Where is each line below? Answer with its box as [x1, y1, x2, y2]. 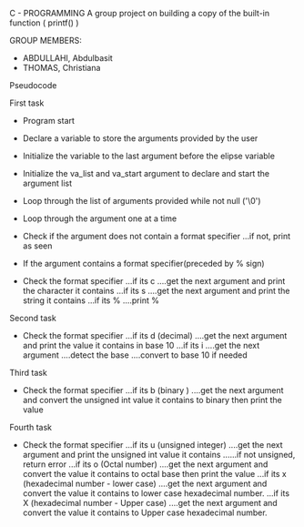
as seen [22, 240, 53, 251]
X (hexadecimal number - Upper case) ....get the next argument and [22, 498, 278, 508]
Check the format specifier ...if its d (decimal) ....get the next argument [22, 330, 288, 340]
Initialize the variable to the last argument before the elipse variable [22, 150, 276, 161]
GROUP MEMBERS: [9, 35, 82, 46]
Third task [9, 368, 47, 378]
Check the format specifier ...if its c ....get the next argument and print [22, 276, 286, 286]
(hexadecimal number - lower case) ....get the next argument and [22, 478, 268, 489]
